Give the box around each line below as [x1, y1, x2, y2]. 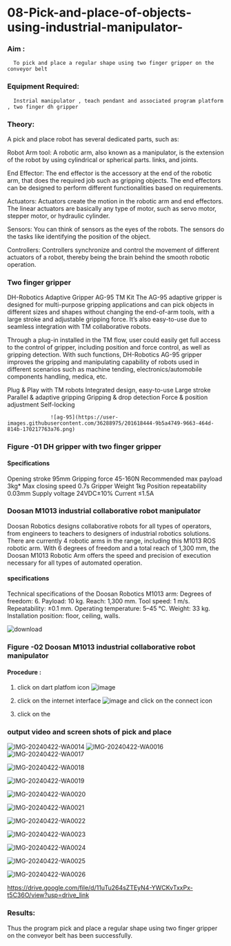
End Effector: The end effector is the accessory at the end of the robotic [7, 169, 212, 177]
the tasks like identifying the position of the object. [7, 232, 151, 241]
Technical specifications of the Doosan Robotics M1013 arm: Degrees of [7, 590, 212, 598]
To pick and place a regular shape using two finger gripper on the [13, 60, 214, 67]
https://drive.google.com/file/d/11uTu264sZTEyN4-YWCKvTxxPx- [7, 884, 193, 892]
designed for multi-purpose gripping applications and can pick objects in [7, 301, 214, 309]
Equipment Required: [7, 81, 79, 91]
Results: [7, 908, 36, 918]
